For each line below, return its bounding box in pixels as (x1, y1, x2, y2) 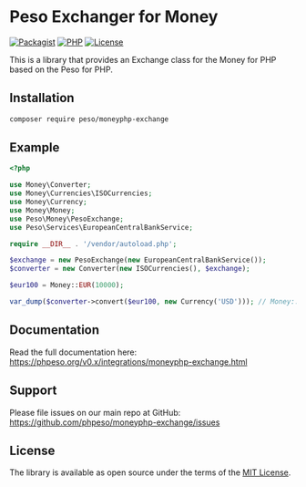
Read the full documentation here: (9, 347, 138, 357)
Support (9, 383, 57, 399)
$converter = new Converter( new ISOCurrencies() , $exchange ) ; (9, 264, 250, 274)
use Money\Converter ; (9, 181, 92, 190)
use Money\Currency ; (9, 198, 88, 207)
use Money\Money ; (9, 205, 76, 215)
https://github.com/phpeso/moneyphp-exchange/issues (9, 417, 220, 428)
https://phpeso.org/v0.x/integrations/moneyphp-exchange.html (9, 356, 248, 367)
